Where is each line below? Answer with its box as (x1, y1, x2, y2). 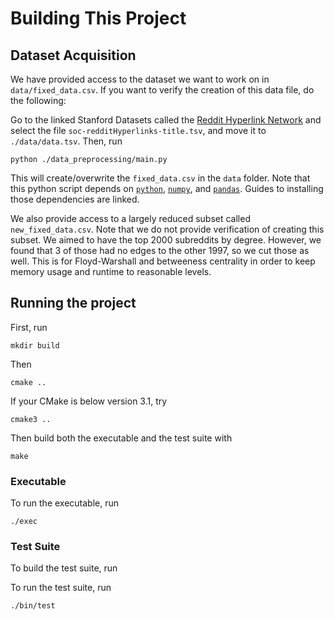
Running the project (10, 295, 137, 312)
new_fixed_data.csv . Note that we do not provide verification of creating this (10, 223, 325, 235)
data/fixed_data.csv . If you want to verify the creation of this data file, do (10, 84, 315, 96)
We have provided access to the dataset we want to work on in (10, 73, 270, 85)
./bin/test (10, 601, 56, 611)
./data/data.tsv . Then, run (10, 135, 123, 147)
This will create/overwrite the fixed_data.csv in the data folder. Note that (10, 172, 311, 184)
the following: (10, 95, 67, 106)
